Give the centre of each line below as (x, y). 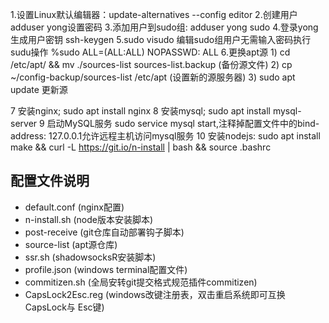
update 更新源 (39, 89)
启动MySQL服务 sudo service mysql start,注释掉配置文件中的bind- (183, 123)
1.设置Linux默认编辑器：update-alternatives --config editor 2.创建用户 (154, 14)
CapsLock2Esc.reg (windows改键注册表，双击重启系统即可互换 (155, 294)
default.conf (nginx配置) (74, 207)
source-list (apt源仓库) (71, 244)
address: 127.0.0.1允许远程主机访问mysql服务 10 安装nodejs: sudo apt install (165, 136)
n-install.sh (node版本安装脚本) (89, 219)
